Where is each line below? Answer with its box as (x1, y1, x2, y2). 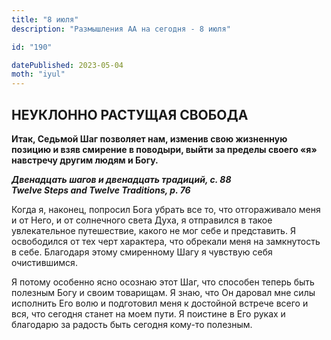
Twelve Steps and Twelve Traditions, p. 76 (11, 184, 191, 196)
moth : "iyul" (11, 69, 66, 80)
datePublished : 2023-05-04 (11, 60, 124, 70)
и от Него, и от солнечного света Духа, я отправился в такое (11, 214, 273, 226)
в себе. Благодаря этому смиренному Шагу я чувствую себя (11, 246, 273, 258)
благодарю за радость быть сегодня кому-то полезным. (11, 318, 253, 330)
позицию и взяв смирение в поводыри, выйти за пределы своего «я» (11, 143, 318, 155)
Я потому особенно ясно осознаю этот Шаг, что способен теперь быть (11, 276, 315, 288)
